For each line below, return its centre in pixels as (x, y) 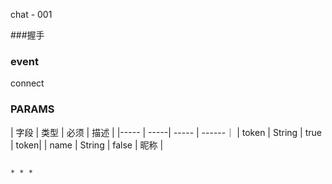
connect (27, 83)
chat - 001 (31, 14)
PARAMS (32, 109)
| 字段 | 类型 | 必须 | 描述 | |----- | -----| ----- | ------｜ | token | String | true (166, 132)
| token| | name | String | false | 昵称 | (87, 145)
